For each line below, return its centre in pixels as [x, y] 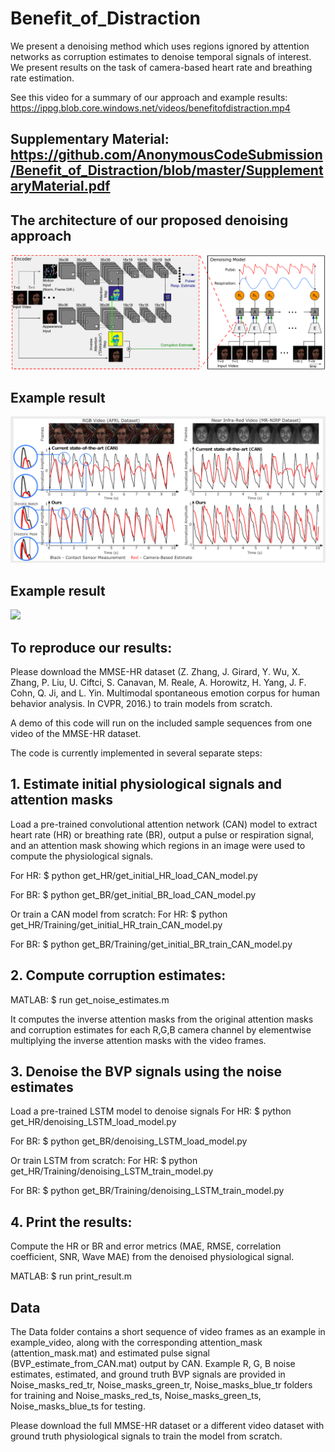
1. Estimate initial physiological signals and [146, 784]
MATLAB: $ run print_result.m [71, 1276]
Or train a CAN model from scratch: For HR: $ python [119, 914]
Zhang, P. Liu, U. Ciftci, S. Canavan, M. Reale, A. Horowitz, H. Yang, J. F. [158, 682]
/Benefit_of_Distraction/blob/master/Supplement [167, 170]
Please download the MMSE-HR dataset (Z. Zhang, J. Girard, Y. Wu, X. [155, 671]
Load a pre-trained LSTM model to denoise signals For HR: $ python [151, 1111]
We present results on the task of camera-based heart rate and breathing [161, 67]
